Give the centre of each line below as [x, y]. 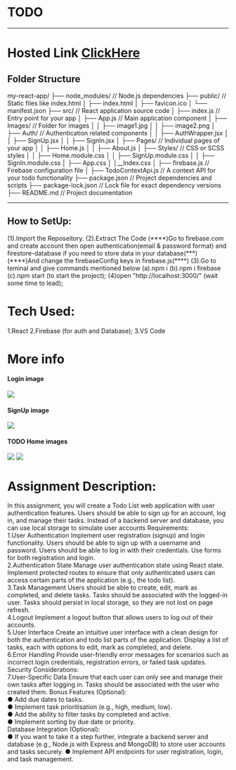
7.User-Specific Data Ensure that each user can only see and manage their [115, 677]
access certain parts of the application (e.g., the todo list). [91, 580]
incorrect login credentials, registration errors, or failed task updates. [107, 662]
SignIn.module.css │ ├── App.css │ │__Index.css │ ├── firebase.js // [108, 163]
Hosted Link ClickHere [74, 53]
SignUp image [28, 410]
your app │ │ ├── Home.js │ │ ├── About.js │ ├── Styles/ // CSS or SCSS [116, 147]
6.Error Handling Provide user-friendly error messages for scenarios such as [118, 655]
